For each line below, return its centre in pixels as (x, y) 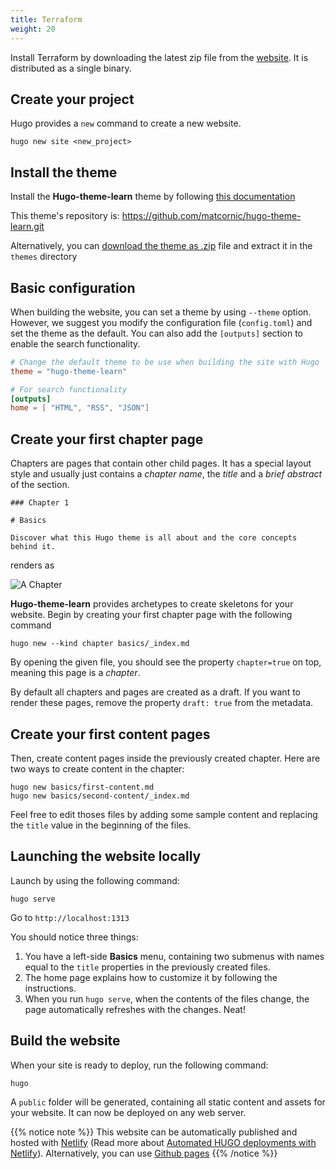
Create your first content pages (110, 734)
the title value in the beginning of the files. (101, 825)
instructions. (50, 988)
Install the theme (64, 172)
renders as (32, 565)
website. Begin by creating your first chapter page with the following (151, 615)
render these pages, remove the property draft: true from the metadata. (162, 703)
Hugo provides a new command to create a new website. (126, 123)
